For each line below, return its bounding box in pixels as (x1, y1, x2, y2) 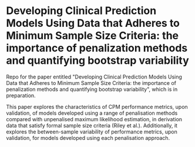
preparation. (6, 92, 36, 99)
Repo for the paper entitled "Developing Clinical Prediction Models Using (6, 73, 182, 80)
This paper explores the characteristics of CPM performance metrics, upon (6, 103, 188, 110)
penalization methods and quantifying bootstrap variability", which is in (6, 86, 178, 93)
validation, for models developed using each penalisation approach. (6, 134, 170, 141)
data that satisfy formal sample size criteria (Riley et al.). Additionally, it (6, 122, 178, 129)
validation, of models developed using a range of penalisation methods (6, 110, 178, 117)
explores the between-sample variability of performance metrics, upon (6, 128, 177, 135)
